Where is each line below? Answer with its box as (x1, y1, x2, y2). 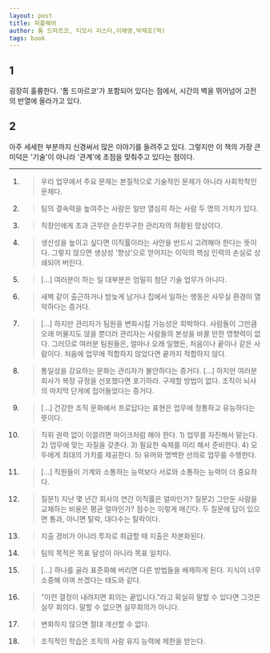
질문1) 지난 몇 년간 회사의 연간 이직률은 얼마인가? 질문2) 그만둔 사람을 (40, 494, 258, 503)
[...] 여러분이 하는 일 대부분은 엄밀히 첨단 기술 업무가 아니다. (40, 274, 228, 284)
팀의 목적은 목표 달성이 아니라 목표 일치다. (40, 548, 171, 558)
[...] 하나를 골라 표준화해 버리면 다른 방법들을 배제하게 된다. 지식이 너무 (40, 565, 261, 574)
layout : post (9, 11, 53, 20)
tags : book (9, 34, 46, 42)
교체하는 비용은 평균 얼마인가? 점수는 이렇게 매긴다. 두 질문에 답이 (40, 504, 245, 514)
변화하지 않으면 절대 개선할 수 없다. (40, 619, 151, 629)
